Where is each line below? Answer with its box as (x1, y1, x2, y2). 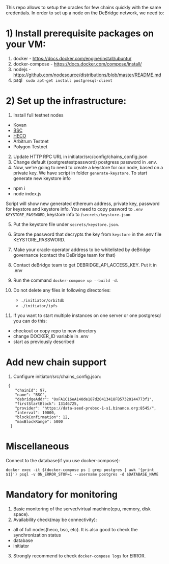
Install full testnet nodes (13, 112, 64, 118)
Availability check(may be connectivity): (13, 516, 97, 523)
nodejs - (13, 66, 31, 72)
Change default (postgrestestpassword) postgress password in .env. (13, 159, 157, 165)
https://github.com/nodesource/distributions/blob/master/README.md (13, 72, 162, 78)
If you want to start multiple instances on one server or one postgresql (13, 312, 161, 319)
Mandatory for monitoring (6, 488, 118, 500)
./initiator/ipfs (20, 303, 58, 308)
